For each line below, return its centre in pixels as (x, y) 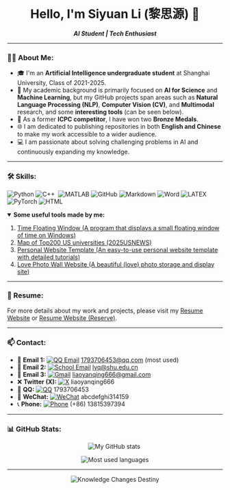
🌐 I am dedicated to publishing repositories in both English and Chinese (119, 127)
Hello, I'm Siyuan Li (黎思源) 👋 (115, 14)
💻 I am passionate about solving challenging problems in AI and (107, 142)
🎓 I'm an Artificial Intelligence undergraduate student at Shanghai (113, 73)
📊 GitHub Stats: (34, 429)
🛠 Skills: (22, 177)
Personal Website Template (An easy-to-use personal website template (117, 249)
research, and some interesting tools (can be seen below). (100, 112)
